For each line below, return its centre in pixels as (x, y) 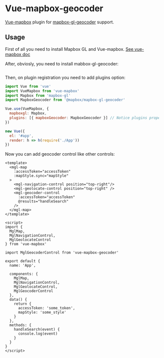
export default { (23, 261)
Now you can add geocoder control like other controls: (60, 154)
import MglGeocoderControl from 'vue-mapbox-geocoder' (62, 253)
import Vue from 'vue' (28, 86)
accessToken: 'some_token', (47, 308)
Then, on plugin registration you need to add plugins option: (65, 77)
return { (23, 304)
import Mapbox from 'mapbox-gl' (38, 96)
